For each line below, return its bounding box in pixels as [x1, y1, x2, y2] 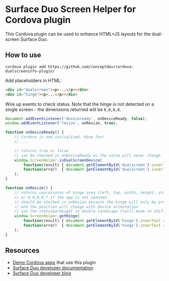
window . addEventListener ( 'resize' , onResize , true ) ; [5, 121, 118, 126]
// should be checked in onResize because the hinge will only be [14, 199, 156, 204]
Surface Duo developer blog [12, 270, 71, 276]
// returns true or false [14, 148, 69, 153]
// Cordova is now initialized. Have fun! [14, 134, 105, 139]
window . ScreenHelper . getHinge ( [14, 214, 80, 219]
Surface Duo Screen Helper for [5, 4, 136, 15]
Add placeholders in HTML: [5, 77, 62, 84]
